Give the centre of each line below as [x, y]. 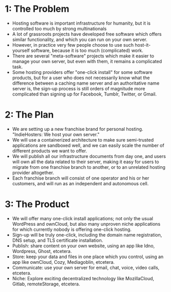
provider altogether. [33, 172]
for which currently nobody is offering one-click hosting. [72, 229]
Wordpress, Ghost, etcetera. [42, 251]
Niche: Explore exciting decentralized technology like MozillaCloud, [83, 278]
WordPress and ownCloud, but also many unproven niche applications [86, 224]
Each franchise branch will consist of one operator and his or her [81, 178]
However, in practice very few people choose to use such [73, 45]
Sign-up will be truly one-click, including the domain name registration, [87, 235]
